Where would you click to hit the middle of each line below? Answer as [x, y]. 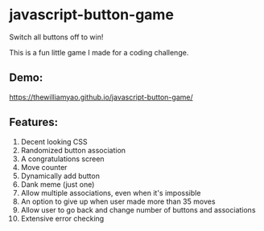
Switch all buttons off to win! [56, 37]
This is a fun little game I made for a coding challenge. [99, 52]
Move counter [44, 167]
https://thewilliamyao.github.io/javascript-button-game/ [101, 97]
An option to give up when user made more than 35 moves [118, 201]
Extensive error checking [62, 218]
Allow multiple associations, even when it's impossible [111, 192]
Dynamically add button [60, 176]
